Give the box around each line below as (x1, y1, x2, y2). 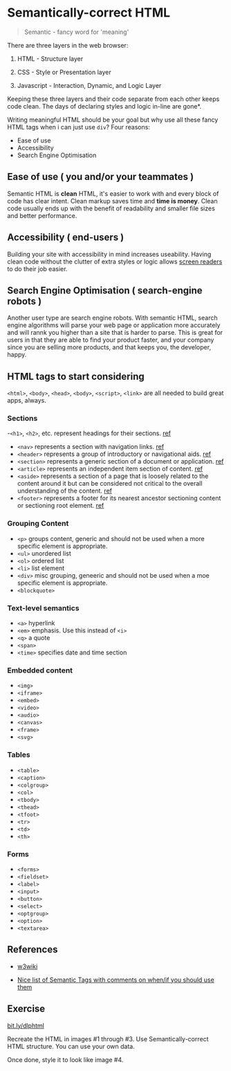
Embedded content (7, 666, 73, 675)
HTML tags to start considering (7, 370, 145, 382)
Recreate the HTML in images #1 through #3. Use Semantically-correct (7, 1034, 209, 1043)
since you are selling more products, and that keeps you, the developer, (7, 343, 212, 351)
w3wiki (17, 962, 38, 970)
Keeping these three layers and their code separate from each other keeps (7, 95, 220, 103)
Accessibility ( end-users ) (7, 232, 124, 244)
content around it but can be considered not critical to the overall (17, 479, 203, 488)
